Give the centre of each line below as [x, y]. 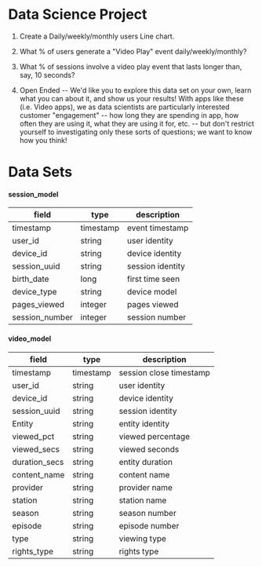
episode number [149, 525]
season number [147, 513]
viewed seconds [149, 449]
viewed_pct [33, 436]
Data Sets [40, 172]
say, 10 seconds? [47, 75]
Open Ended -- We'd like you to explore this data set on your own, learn [135, 90]
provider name [146, 487]
